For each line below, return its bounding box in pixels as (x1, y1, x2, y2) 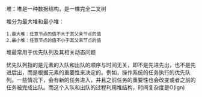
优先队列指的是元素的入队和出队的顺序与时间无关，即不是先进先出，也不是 (6, 62, 191, 68)
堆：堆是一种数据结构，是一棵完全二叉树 (6, 5, 106, 12)
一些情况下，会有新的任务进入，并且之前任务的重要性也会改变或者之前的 (16, 77, 196, 83)
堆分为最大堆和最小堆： (6, 18, 64, 25)
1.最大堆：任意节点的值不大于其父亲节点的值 (6, 31, 102, 37)
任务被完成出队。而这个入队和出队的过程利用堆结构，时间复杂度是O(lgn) (6, 84, 185, 91)
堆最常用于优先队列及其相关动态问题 (6, 48, 96, 56)
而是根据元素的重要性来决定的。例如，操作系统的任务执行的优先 (26, 69, 185, 76)
